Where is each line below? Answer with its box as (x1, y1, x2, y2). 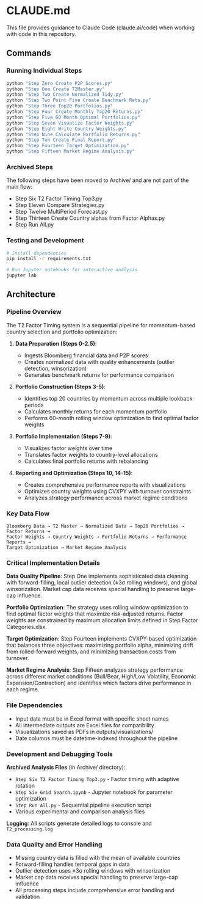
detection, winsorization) (24, 365, 87, 372)
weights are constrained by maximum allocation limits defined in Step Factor (6, 617, 198, 624)
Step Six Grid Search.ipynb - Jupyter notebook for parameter (15, 788, 173, 796)
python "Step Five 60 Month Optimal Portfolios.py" (6, 114, 140, 120)
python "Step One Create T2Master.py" (6, 86, 105, 92)
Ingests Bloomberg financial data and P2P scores (24, 352, 148, 359)
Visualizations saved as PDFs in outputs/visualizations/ (15, 728, 154, 735)
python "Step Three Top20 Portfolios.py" (6, 103, 113, 109)
